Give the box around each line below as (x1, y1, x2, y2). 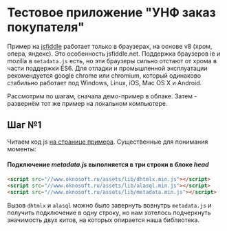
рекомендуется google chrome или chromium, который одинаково (7, 71, 202, 80)
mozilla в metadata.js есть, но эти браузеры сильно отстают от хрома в (7, 56, 217, 65)
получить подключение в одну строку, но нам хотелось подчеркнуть (7, 208, 211, 217)
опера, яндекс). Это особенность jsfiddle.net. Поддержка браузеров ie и (7, 49, 221, 58)
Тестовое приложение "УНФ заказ (7, 5, 217, 21)
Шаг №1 (7, 119, 42, 131)
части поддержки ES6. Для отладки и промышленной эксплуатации (7, 64, 208, 72)
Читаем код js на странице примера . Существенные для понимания (7, 137, 208, 146)
